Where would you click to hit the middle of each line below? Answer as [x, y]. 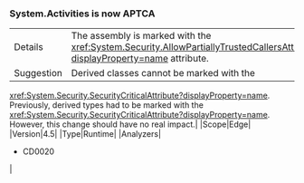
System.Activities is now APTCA [82, 14]
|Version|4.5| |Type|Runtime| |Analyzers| [85, 134]
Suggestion [38, 73]
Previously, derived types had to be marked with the [106, 105]
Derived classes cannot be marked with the [163, 73]
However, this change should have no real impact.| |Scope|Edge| [130, 124]
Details [28, 47]
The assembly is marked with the [141, 36]
